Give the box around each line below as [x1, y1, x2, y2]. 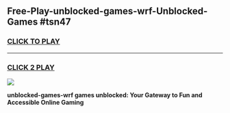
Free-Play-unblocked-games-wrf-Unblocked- [7, 5, 208, 17]
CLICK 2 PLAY [7, 62, 55, 72]
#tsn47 [40, 16, 71, 28]
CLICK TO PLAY [7, 37, 60, 47]
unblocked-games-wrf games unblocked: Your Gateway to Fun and [7, 90, 203, 99]
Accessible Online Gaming [7, 98, 84, 106]
